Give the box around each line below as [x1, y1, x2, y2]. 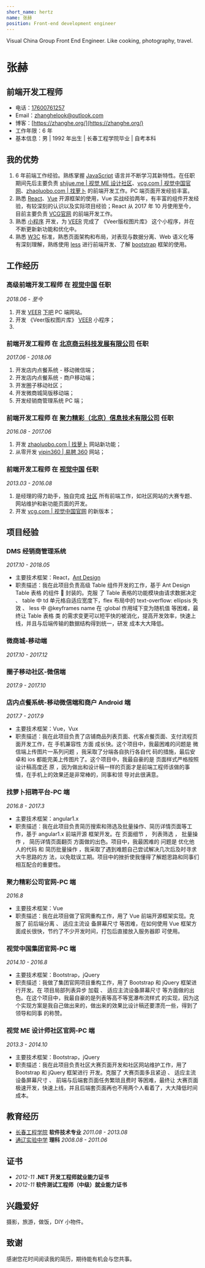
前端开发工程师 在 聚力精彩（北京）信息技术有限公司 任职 [6, 414, 174, 423]
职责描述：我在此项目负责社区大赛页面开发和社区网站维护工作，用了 [15, 1061, 187, 1068]
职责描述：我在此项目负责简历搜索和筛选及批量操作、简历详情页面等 [15, 822, 187, 830]
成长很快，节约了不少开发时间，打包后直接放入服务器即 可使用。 [20, 927, 184, 935]
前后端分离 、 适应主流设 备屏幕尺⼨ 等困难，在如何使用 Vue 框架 [27, 919, 192, 927]
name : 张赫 [6, 15, 32, 21]
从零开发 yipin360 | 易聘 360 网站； [15, 448, 105, 456]
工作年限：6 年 [15, 127, 53, 135]
